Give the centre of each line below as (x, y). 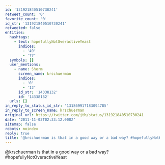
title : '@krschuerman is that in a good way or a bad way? (67, 138)
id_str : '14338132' (38, 92)
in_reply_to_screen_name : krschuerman (45, 111)
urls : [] (18, 101)
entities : (15, 33)
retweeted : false (23, 28)
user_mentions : (25, 65)
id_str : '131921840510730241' (36, 23)
